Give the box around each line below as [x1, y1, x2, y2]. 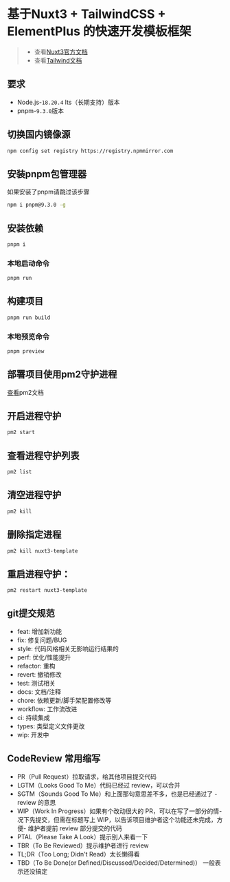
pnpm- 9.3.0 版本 [16, 106, 64, 114]
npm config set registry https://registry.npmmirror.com [7, 147, 174, 154]
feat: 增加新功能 [16, 627, 62, 635]
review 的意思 [16, 798, 56, 806]
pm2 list [7, 469, 32, 475]
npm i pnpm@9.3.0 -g [7, 201, 67, 209]
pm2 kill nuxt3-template [7, 547, 78, 555]
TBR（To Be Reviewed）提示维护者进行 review [16, 841, 149, 850]
